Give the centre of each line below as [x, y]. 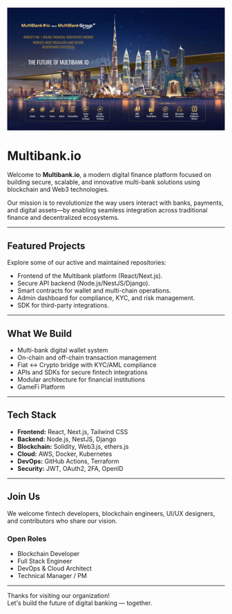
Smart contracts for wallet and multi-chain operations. [94, 290]
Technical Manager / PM [52, 575]
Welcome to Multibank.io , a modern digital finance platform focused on [109, 175]
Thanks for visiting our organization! [59, 595]
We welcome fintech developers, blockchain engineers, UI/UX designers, [111, 513]
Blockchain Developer [48, 553]
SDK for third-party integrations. [63, 306]
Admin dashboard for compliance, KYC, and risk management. [106, 298]
